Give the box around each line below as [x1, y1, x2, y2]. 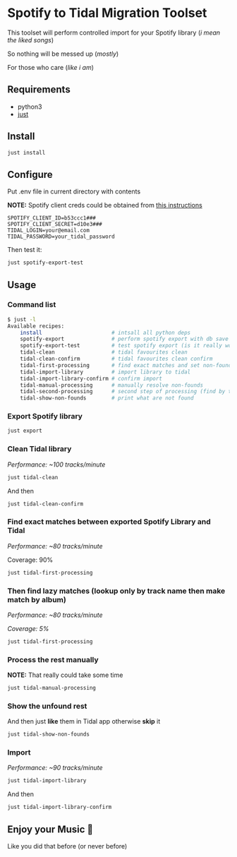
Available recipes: [7, 323, 65, 330]
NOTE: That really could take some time [7, 671, 123, 679]
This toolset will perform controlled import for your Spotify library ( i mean [7, 28, 221, 37]
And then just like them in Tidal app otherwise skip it [7, 717, 161, 726]
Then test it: [7, 246, 42, 254]
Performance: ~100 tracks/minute [7, 460, 106, 469]
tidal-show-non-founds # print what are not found [20, 395, 194, 402]
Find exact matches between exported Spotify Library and [7, 517, 212, 527]
